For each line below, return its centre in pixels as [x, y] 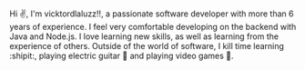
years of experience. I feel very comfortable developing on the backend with [153, 27]
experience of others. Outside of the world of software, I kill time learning [147, 46]
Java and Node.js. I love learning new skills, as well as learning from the [144, 36]
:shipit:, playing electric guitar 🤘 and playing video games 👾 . [122, 55]
